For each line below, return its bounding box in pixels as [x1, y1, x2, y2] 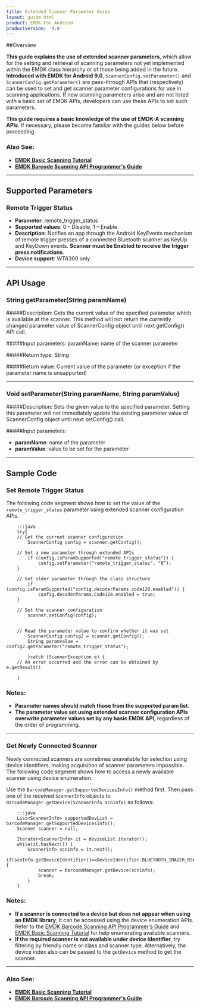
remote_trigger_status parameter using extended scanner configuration [6, 506, 185, 513]
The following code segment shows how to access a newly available [6, 768, 174, 775]
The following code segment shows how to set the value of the [6, 499, 161, 506]
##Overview [6, 42, 37, 49]
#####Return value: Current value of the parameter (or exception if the [6, 363, 180, 370]
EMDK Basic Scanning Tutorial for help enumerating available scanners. [14, 929, 191, 936]
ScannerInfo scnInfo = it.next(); [27, 847, 113, 853]
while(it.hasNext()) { [17, 841, 73, 847]
